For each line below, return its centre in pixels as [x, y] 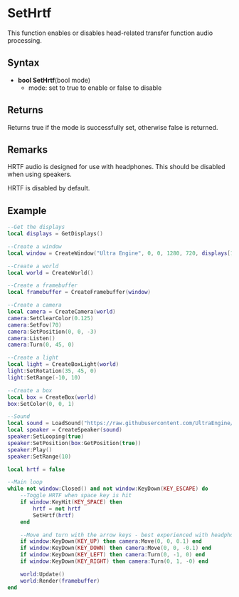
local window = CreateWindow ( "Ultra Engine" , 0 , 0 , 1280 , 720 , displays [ [119, 253]
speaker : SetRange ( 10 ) [39, 456]
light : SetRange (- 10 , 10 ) [44, 377]
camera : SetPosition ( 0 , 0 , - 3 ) [52, 332]
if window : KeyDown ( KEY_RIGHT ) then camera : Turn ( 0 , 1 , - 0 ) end [114, 561]
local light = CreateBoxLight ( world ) [63, 364]
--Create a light [33, 358]
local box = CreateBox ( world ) [52, 397]
